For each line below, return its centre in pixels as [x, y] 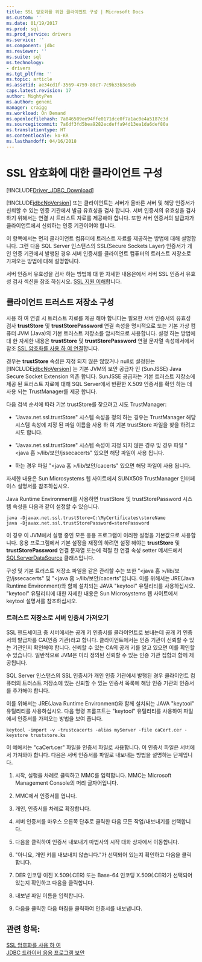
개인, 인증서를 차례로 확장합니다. [53, 808]
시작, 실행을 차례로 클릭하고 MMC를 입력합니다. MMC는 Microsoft [93, 775]
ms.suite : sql [24, 57]
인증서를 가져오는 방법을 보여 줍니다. [60, 718]
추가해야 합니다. [31, 690]
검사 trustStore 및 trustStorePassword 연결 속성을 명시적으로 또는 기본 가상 [98, 326]
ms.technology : [25, 62]
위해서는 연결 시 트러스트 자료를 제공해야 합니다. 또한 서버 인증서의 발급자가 [106, 218]
